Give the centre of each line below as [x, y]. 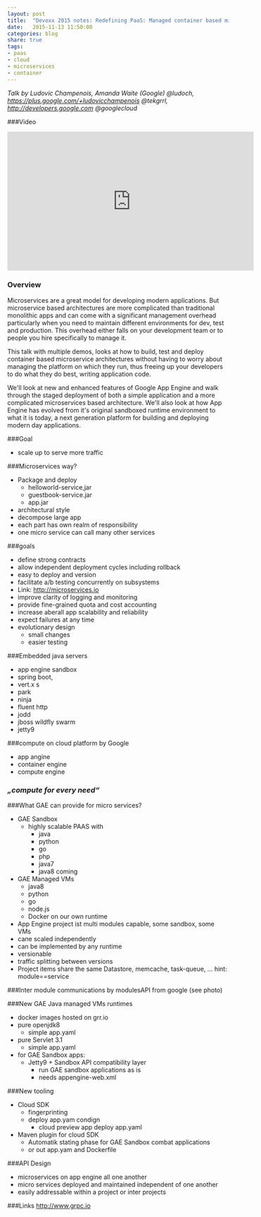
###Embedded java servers [47, 655]
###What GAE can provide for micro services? [75, 806]
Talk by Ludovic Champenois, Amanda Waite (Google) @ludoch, [101, 93]
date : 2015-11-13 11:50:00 [50, 27]
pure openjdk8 [39, 1025]
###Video [22, 121]
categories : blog [33, 34]
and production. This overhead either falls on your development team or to [115, 330]
